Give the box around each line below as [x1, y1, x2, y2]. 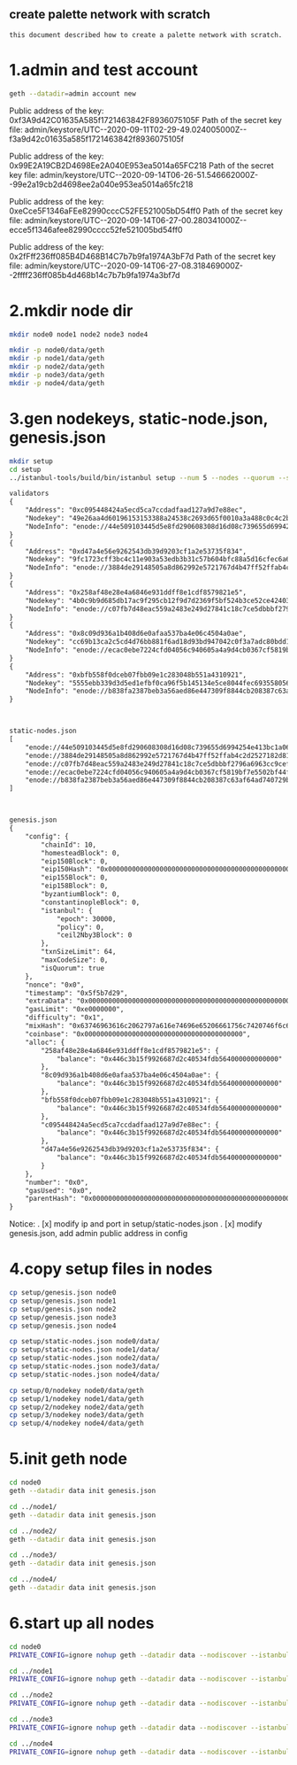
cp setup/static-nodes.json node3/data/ [9, 1362, 161, 1371]
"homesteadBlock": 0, [41, 848, 121, 857]
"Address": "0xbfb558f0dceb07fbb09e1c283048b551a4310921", [25, 670, 247, 679]
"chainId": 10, [41, 840, 97, 849]
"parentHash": [25, 1195, 77, 1204]
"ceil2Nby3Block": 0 [56, 931, 133, 940]
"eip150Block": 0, [41, 856, 109, 866]
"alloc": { [25, 1038, 65, 1047]
